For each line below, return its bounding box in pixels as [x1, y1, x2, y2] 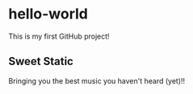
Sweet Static [8, 55, 74, 68]
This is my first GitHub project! [8, 31, 111, 41]
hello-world [8, 5, 89, 23]
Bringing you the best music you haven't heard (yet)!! [8, 76, 186, 85]
